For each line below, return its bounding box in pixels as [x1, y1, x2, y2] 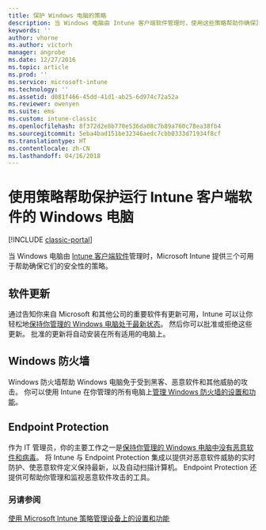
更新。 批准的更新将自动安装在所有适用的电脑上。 [8, 329, 170, 338]
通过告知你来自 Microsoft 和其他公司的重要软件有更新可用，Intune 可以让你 [8, 309, 253, 318]
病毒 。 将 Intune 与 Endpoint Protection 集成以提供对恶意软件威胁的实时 [21, 452, 256, 462]
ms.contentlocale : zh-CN [8, 144, 90, 152]
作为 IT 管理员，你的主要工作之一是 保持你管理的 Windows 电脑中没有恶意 [8, 442, 247, 452]
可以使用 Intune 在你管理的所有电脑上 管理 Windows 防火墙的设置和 [30, 386, 249, 397]
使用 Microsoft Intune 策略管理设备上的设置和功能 [8, 513, 170, 523]
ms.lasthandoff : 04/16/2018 [8, 152, 101, 159]
